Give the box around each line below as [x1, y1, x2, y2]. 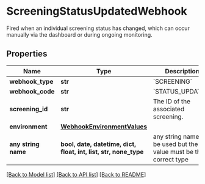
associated [153, 105, 185, 113]
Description [164, 67, 200, 75]
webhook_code [9, 87, 55, 95]
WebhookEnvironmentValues [60, 122, 148, 131]
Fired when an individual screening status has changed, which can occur [6, 24, 190, 32]
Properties [6, 49, 48, 59]
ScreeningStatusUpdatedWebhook [6, 4, 187, 18]
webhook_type [9, 77, 54, 86]
